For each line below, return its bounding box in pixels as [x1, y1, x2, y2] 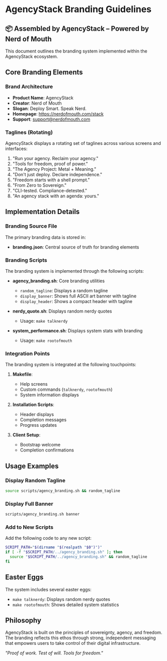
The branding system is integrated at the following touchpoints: [5, 362, 137, 368]
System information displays [20, 392, 79, 398]
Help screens [20, 381, 48, 387]
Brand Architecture [5, 83, 53, 90]
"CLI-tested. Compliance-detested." [12, 187, 88, 193]
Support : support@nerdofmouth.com [12, 116, 91, 122]
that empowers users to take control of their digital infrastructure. [5, 640, 141, 646]
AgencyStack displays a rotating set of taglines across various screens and [5, 140, 161, 146]
